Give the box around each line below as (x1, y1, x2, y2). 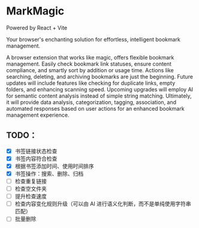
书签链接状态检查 (14, 147, 58, 155)
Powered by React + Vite (6, 24, 68, 31)
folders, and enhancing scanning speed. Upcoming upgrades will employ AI (6, 85, 194, 93)
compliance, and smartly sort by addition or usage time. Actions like (6, 66, 174, 73)
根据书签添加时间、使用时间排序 (14, 162, 94, 170)
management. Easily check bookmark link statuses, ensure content (6, 60, 172, 67)
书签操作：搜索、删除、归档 (14, 170, 84, 177)
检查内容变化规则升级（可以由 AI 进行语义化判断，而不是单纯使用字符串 (14, 200, 192, 208)
